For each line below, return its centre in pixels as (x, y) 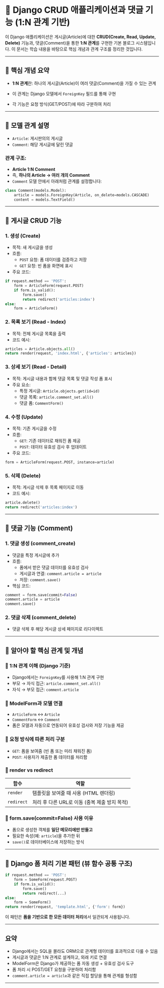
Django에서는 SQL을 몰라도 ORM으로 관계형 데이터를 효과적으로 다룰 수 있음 (85, 951)
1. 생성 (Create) (23, 235)
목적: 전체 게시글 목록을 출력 (39, 333)
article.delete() (23, 503)
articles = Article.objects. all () (40, 349)
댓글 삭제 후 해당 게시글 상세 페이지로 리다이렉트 (58, 629)
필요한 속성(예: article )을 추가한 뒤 (46, 836)
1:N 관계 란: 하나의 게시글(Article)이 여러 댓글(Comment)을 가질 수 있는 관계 (84, 83)
